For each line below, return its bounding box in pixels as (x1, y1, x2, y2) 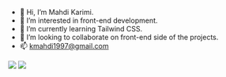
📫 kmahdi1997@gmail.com (19, 42, 109, 50)
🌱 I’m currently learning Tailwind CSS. (19, 24, 143, 33)
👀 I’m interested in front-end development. (19, 16, 158, 25)
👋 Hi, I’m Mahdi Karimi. (19, 8, 94, 16)
